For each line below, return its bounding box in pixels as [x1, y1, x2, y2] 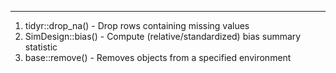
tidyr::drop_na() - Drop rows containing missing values [24, 20, 250, 31]
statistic [24, 41, 58, 53]
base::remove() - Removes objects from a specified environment [24, 52, 292, 63]
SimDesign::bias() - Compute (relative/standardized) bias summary [24, 31, 302, 42]
